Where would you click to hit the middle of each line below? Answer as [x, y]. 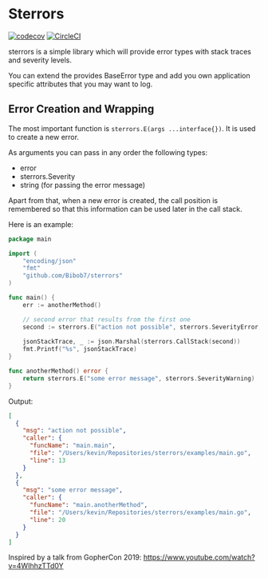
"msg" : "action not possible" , [75, 431]
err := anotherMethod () [62, 305]
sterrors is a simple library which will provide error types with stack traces [130, 51]
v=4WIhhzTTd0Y [36, 566]
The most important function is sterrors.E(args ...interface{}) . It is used [132, 128]
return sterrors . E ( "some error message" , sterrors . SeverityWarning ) [139, 378]
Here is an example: [41, 224]
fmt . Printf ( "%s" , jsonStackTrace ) [80, 349]
